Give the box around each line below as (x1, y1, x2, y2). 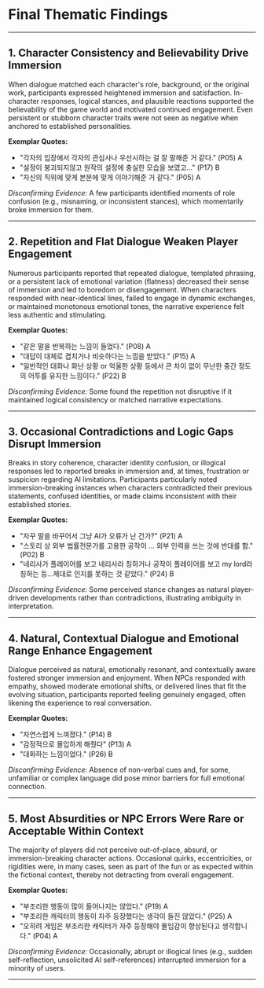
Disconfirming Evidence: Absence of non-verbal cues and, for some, (8, 765, 231, 775)
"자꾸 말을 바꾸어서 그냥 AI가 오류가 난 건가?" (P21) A (19, 531, 183, 541)
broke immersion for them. (8, 204, 94, 214)
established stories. (8, 500, 72, 509)
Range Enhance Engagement (8, 644, 153, 657)
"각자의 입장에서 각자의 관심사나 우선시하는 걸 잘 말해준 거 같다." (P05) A (19, 152, 243, 162)
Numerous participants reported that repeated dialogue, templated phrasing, (8, 268, 256, 277)
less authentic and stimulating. (8, 310, 108, 319)
